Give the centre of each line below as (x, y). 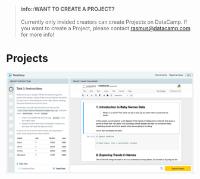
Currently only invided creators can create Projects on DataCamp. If (104, 22)
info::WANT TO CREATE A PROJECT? (68, 9)
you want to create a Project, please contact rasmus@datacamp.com (105, 28)
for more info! (37, 35)
